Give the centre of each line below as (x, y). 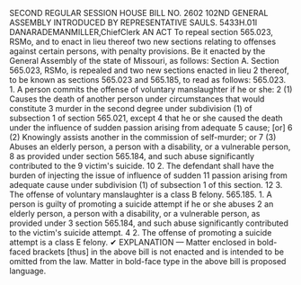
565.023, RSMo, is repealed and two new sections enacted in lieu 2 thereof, (149, 70)
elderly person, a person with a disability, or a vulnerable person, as (135, 214)
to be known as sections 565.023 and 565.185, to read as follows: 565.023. (148, 80)
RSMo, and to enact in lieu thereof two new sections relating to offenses (143, 41)
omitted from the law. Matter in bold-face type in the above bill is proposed (148, 261)
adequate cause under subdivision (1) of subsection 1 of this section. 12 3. (146, 185)
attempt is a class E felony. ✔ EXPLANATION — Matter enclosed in (133, 242)
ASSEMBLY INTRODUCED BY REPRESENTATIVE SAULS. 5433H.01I (133, 22)
